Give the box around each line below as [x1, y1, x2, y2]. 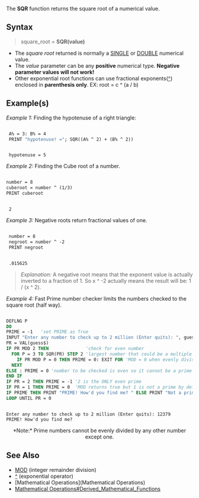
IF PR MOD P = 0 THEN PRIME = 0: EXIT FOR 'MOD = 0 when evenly [17, 357, 179, 363]
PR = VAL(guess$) [6, 340, 49, 346]
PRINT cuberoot [6, 190, 44, 197]
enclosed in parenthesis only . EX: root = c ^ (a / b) [14, 81, 139, 88]
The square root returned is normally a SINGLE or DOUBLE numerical [14, 49, 184, 56]
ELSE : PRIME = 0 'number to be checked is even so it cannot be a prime [6, 368, 192, 374]
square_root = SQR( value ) [20, 38, 85, 45]
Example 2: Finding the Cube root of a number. [6, 163, 120, 170]
